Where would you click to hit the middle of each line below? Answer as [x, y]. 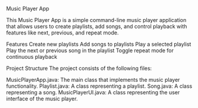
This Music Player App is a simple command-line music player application [96, 20]
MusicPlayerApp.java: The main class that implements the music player [93, 80]
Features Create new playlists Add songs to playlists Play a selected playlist [99, 44]
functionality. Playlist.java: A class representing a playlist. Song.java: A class [99, 86]
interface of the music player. [42, 99]
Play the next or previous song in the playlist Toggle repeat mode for [90, 50]
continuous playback [32, 57]
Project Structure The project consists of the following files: [79, 68]
